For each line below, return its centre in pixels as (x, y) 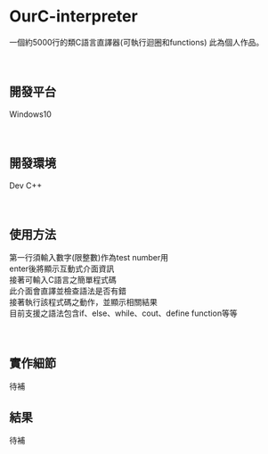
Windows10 (30, 114)
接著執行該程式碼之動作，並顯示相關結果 (83, 302)
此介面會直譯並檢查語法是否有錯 (68, 291)
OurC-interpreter (73, 17)
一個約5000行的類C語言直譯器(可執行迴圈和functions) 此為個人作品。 (137, 42)
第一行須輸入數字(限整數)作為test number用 (89, 258)
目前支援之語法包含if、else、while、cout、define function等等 (123, 313)
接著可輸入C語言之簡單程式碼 (63, 280)
